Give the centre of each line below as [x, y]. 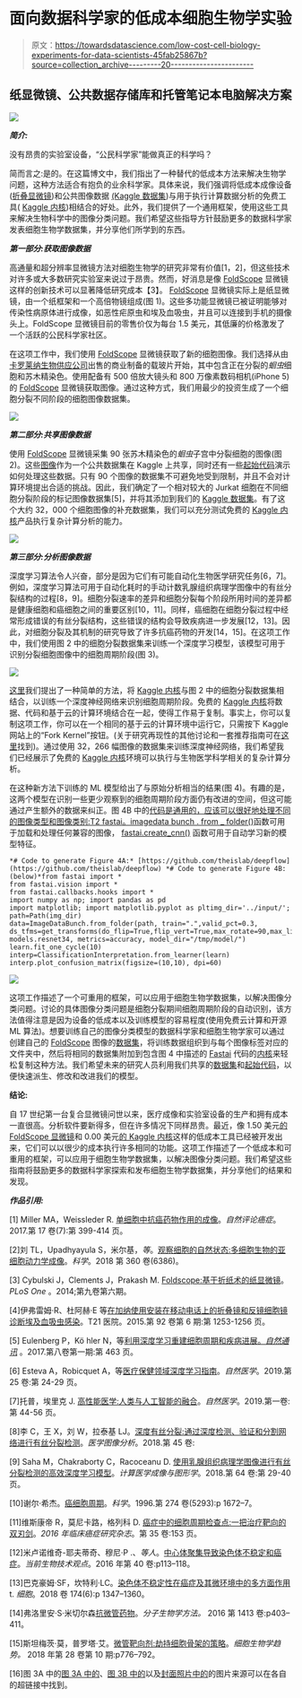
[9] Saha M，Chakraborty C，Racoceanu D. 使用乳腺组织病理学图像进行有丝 [150, 1461]
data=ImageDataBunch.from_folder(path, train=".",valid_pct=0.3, [134, 923]
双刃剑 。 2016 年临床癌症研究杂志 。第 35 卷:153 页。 [106, 1533]
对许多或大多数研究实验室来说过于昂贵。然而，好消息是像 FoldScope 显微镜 [149, 278]
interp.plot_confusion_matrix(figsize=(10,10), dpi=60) [116, 962]
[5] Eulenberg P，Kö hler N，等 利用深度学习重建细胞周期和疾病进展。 [138, 1340]
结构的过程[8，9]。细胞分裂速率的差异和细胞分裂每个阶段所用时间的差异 [150, 598]
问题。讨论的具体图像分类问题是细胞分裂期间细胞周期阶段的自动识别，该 [150, 1008]
